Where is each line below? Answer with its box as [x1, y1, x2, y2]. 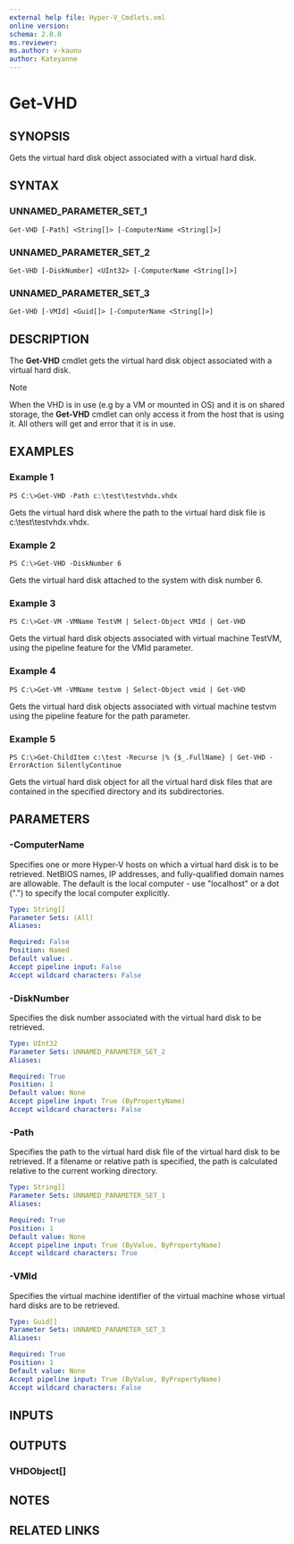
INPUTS [9, 1407, 54, 1422]
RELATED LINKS [9, 1523, 100, 1539]
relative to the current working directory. [9, 1166, 158, 1177]
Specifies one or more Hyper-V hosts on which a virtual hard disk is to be [9, 859, 279, 870]
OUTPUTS [9, 1439, 67, 1454]
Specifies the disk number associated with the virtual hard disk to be [9, 1012, 262, 1023]
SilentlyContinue [56, 761, 122, 770]
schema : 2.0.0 [9, 30, 63, 38]
